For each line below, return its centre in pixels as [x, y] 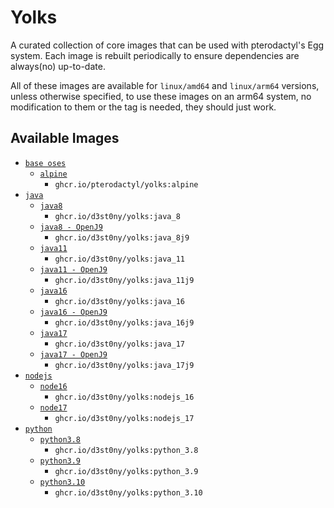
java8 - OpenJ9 [71, 227]
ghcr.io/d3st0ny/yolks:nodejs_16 [124, 397]
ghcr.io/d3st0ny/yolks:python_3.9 [126, 471]
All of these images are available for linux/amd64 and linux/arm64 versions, [165, 85]
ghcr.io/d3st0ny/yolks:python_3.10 [128, 492]
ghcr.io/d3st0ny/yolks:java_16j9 [124, 322]
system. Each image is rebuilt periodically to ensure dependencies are [155, 55]
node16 [53, 386]
